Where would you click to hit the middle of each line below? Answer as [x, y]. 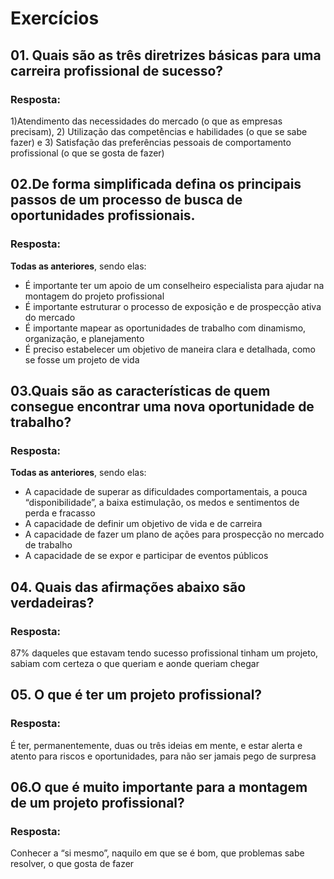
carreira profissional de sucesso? [117, 70]
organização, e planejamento [84, 338]
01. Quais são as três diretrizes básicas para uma [166, 55]
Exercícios [55, 18]
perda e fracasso [60, 513]
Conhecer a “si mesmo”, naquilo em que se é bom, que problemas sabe [157, 853]
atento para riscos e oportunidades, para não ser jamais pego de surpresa [163, 756]
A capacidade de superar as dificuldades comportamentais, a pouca [166, 492]
